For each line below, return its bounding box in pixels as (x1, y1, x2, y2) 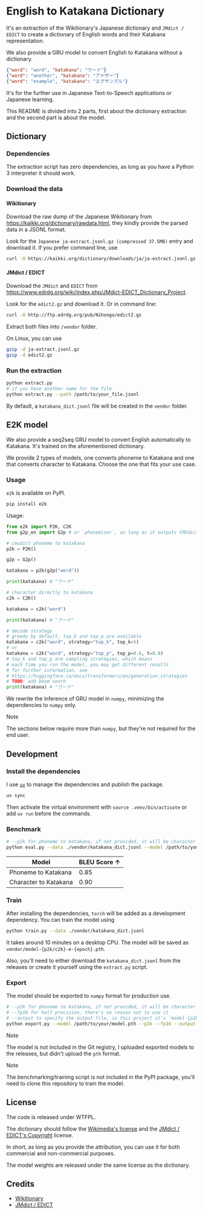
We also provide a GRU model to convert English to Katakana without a (6, 48, 182, 56)
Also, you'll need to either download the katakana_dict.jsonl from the (6, 957, 181, 964)
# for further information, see (6, 667, 88, 673)
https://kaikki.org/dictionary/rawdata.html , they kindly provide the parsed (6, 220, 188, 227)
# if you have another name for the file (6, 386, 112, 392)
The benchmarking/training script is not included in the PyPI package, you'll (6, 1073, 195, 1080)
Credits (6, 1179, 35, 1189)
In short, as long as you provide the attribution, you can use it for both (6, 1143, 180, 1150)
